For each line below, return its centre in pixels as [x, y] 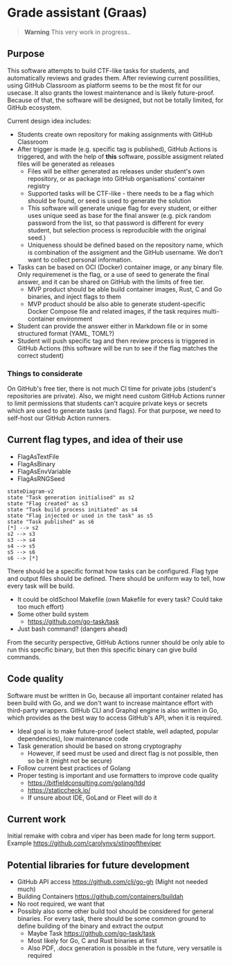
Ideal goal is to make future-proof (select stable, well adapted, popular [118, 731]
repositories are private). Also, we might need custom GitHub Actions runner [116, 396]
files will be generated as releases [66, 164]
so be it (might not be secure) [70, 761]
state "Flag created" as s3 [48, 503]
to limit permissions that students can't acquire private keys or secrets [107, 403]
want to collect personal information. [80, 260]
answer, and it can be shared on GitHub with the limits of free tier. [111, 282]
